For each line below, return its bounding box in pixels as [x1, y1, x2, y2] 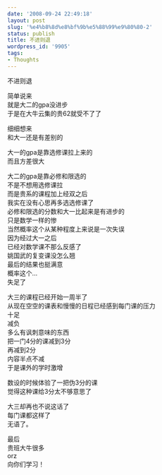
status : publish [7, 30, 55, 37]
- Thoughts [7, 56, 39, 64]
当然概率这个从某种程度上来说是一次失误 [7, 224, 125, 233]
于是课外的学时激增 [7, 363, 63, 371]
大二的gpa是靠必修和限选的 [7, 172, 87, 180]
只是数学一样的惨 [7, 216, 57, 224]
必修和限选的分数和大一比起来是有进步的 [7, 207, 125, 215]
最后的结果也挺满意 [7, 260, 63, 268]
